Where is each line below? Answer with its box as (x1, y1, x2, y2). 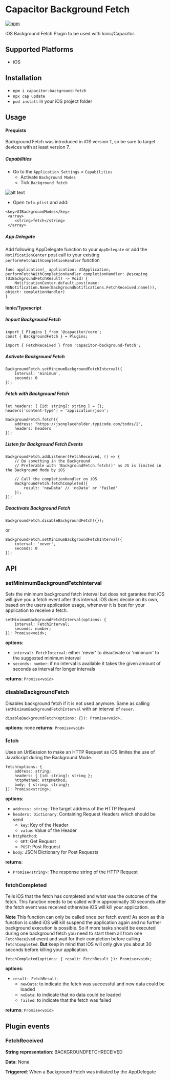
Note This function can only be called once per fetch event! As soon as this (5, 914, 165, 920)
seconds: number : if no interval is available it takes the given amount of (12, 660, 161, 667)
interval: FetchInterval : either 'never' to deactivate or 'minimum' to (12, 650, 160, 656)
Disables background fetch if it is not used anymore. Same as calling (5, 700, 150, 707)
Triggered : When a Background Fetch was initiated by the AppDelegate (5, 1068, 156, 1075)
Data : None (5, 1059, 30, 1065)
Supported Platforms (5, 45, 74, 54)
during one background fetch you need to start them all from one (5, 930, 142, 937)
